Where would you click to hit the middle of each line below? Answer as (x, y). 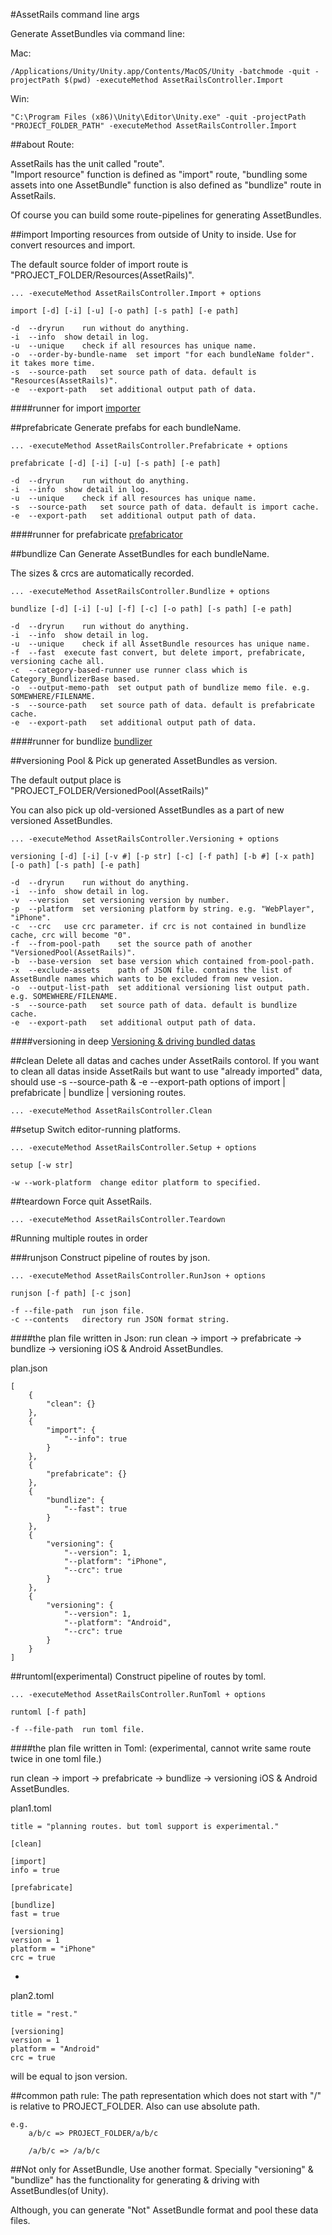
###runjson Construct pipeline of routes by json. (110, 1257)
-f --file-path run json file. (77, 1311)
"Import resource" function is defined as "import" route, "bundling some (159, 174)
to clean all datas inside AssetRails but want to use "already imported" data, (166, 1071)
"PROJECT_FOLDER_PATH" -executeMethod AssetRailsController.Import (154, 126)
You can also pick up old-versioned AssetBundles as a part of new (147, 810)
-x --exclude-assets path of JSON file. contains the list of (151, 970)
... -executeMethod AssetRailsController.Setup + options (133, 1148)
